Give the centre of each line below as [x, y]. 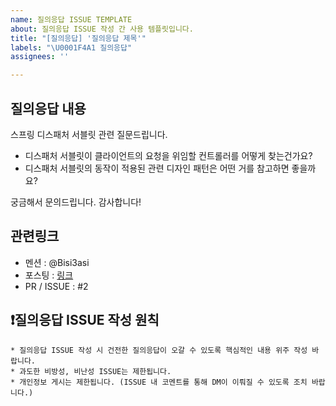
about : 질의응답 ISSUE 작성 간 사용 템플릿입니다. [102, 29]
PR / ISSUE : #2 [56, 286]
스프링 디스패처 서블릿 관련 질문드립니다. [89, 134]
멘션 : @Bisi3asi [57, 262]
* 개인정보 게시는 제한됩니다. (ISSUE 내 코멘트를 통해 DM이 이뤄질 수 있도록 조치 [159, 382]
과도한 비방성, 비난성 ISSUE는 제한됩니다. [95, 371]
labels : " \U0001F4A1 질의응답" [71, 47]
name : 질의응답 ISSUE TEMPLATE [71, 19]
